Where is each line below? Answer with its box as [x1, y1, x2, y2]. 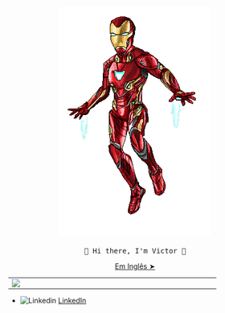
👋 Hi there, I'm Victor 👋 [84, 246, 186, 255]
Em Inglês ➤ [115, 262, 155, 271]
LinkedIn [58, 296, 87, 306]
